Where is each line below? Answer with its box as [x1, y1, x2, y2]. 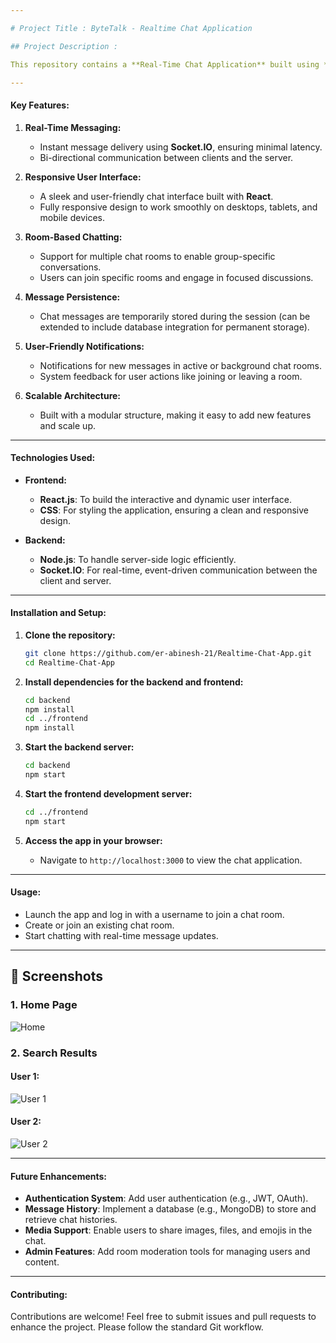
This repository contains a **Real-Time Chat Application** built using [10, 59, 320, 70]
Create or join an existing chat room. [24, 919, 175, 931]
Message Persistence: [24, 291, 121, 303]
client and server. [39, 574, 112, 586]
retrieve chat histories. [24, 1214, 118, 1226]
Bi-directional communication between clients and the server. [39, 151, 294, 163]
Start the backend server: [24, 741, 135, 753]
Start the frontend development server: [24, 787, 193, 800]
